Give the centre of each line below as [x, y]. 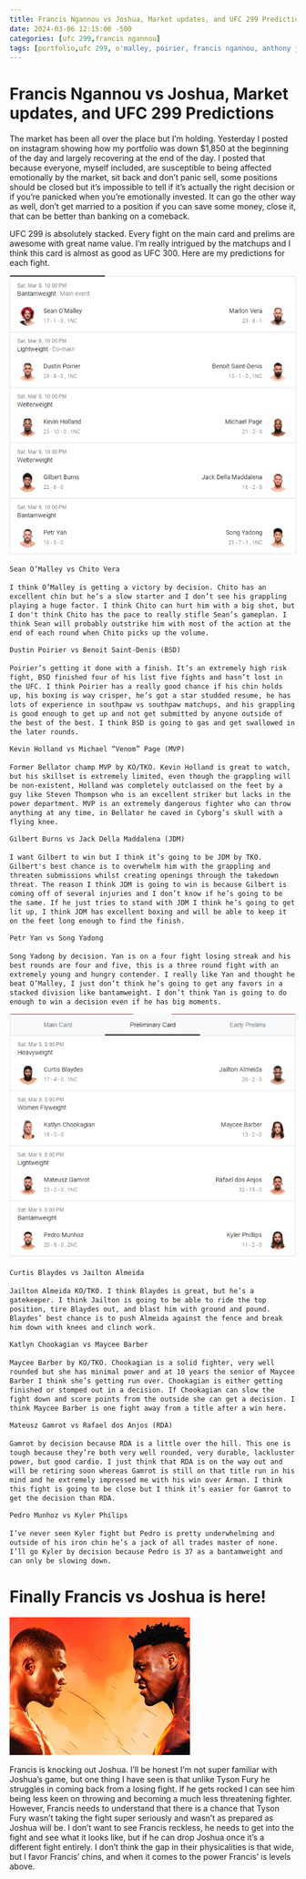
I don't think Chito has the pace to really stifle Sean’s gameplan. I [148, 615]
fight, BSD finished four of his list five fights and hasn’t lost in [146, 677]
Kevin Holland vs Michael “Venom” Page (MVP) [97, 749]
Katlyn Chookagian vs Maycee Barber [79, 1344]
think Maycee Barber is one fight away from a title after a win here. [148, 1408]
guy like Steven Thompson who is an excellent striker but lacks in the [150, 794]
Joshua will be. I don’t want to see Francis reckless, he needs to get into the [152, 1827]
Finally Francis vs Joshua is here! [138, 1597]
